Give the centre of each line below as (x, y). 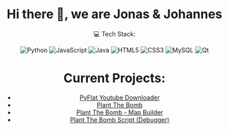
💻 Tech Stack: (114, 33)
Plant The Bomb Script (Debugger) (120, 120)
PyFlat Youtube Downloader (120, 98)
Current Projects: (114, 78)
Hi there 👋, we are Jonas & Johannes (114, 14)
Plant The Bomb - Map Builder (120, 112)
